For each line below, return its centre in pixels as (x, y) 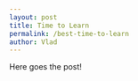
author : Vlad (33, 42)
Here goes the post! (46, 67)
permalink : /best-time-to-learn (69, 33)
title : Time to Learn (49, 26)
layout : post (33, 17)
